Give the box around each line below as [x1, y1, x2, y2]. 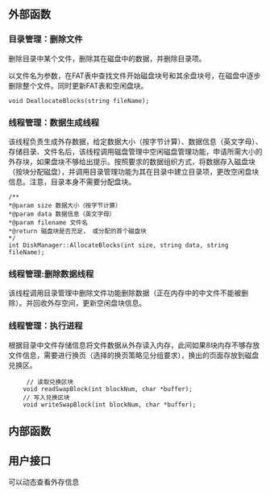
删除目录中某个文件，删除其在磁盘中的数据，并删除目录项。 [8, 53, 206, 63]
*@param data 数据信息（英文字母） [8, 210, 115, 218]
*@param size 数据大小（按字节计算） [8, 201, 122, 209]
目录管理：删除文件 [8, 34, 83, 45]
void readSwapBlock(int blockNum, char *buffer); [23, 385, 193, 393]
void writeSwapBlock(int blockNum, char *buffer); [23, 401, 197, 409]
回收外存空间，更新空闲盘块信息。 [32, 298, 147, 308]
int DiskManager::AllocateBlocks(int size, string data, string [8, 241, 229, 249]
